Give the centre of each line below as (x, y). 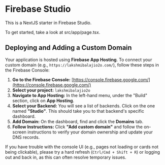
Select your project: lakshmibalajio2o (51, 90)
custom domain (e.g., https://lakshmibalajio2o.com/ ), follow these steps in (82, 65)
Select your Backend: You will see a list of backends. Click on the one (83, 106)
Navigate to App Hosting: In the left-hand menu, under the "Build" (80, 95)
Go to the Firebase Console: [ (43, 79)
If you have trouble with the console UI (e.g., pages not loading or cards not (82, 147)
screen (19, 132)
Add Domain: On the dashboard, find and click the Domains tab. (78, 121)
